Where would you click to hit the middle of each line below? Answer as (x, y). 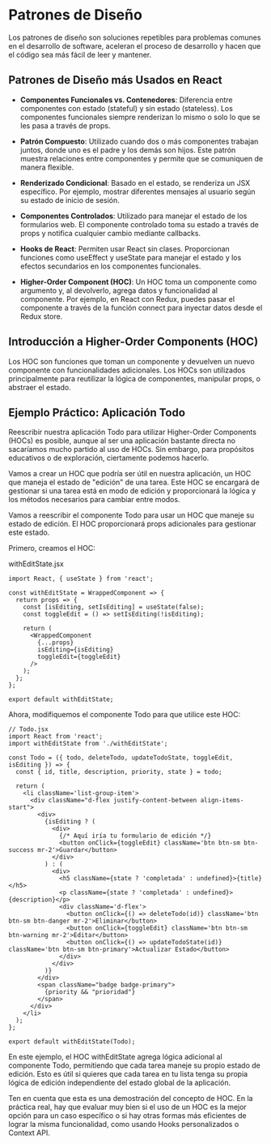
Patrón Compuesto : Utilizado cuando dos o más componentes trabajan (139, 141)
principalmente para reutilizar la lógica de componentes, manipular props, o (135, 378)
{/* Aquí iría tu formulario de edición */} (135, 836)
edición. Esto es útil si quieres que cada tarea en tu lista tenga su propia (128, 1074)
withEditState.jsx (36, 564)
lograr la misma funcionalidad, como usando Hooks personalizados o (124, 1125)
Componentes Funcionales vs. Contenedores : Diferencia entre (126, 100)
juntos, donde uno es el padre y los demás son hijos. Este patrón (128, 150)
